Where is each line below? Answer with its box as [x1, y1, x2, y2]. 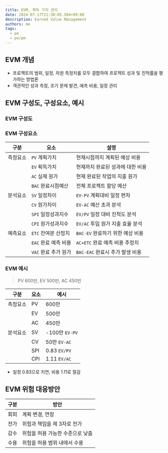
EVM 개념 [5, 56, 34, 64]
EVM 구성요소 [5, 130, 38, 137]
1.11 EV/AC [45, 355, 72, 362]
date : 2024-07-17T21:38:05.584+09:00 [5, 12, 85, 17]
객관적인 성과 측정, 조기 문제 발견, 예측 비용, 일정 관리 [12, 82, 118, 88]
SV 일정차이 [31, 192, 57, 199]
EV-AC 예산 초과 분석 [76, 202, 121, 209]
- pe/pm [10, 36, 26, 41]
